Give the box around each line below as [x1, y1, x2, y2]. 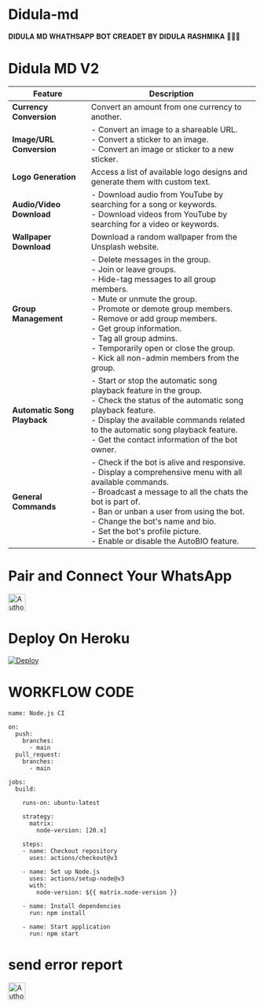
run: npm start [28, 929, 79, 938]
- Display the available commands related [90, 414, 245, 425]
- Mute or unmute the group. [90, 293, 197, 304]
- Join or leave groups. [90, 264, 177, 275]
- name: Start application [22, 923, 111, 931]
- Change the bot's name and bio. [90, 516, 217, 527]
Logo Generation [12, 171, 76, 182]
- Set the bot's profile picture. [90, 525, 202, 536]
